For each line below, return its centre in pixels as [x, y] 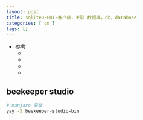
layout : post [23, 12]
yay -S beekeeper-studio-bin [43, 111]
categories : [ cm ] [31, 23]
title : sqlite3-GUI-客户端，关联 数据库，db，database [71, 17]
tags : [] [17, 29]
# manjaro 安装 [24, 106]
